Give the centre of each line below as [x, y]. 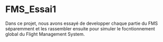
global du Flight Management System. [45, 34]
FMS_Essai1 [31, 9]
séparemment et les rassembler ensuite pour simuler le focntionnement [80, 28]
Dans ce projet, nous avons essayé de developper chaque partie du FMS [81, 23]
